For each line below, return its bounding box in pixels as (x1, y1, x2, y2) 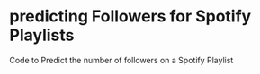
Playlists (9, 25, 75, 45)
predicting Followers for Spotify (9, 6, 252, 27)
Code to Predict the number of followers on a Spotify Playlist (9, 54, 234, 65)
